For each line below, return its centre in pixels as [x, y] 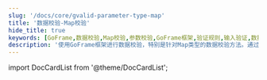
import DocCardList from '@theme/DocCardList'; [88, 67]
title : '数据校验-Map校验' [49, 23]
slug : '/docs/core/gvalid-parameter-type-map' [87, 15]
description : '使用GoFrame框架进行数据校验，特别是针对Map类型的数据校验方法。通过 [134, 45]
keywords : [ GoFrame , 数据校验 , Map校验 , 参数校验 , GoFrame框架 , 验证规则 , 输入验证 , [130, 38]
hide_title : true [37, 30]
